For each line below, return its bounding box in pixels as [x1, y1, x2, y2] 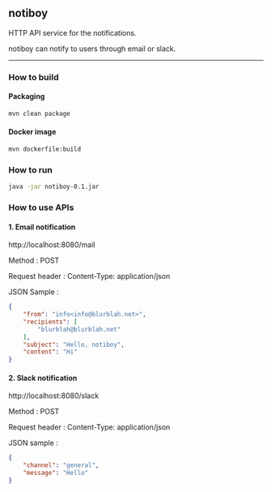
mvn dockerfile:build [8, 145, 82, 153]
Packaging [8, 92, 45, 101]
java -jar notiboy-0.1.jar [8, 182, 100, 191]
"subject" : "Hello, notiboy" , [23, 340, 125, 349]
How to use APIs [8, 202, 74, 213]
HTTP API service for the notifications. [8, 28, 137, 37]
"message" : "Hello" [23, 469, 89, 477]
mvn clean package [8, 109, 70, 118]
